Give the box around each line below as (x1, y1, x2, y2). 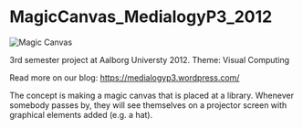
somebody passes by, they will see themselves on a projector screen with (9, 99, 287, 111)
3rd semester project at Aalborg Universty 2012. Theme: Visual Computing (9, 54, 290, 65)
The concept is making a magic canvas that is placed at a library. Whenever (9, 90, 295, 101)
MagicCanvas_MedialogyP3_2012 (9, 6, 273, 27)
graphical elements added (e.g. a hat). (9, 109, 153, 120)
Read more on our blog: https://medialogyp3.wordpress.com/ (9, 71, 240, 83)
